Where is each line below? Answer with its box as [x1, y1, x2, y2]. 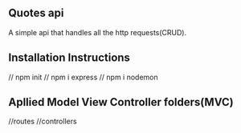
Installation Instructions [8, 51, 131, 65]
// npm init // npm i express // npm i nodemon [8, 72, 158, 82]
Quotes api [8, 6, 64, 20]
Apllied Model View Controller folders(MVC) [8, 95, 235, 109]
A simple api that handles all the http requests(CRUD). [8, 27, 187, 37]
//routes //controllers [8, 116, 78, 127]
